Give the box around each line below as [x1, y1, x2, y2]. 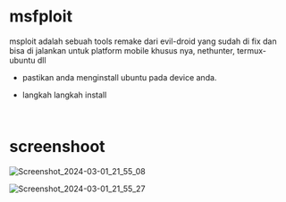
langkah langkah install [21, 89, 107, 100]
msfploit [9, 6, 73, 27]
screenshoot [9, 137, 105, 157]
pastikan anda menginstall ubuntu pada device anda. [21, 72, 217, 82]
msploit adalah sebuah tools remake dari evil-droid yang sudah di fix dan [9, 36, 277, 46]
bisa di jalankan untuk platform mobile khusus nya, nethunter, [9, 45, 235, 55]
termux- [236, 45, 266, 55]
